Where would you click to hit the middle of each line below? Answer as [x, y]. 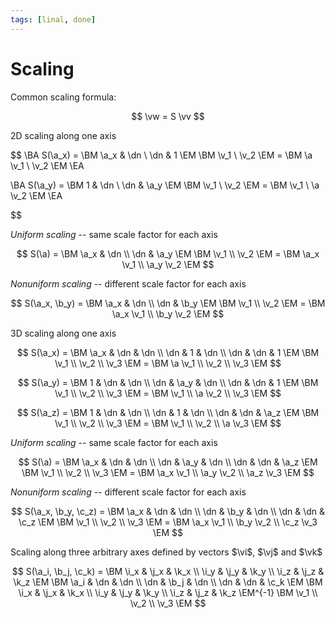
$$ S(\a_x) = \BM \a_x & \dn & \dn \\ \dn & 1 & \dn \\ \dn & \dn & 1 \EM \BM [168, 352]
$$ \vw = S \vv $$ [168, 116]
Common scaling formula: [63, 97]
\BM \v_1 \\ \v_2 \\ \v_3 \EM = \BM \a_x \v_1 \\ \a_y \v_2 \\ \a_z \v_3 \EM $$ [168, 472]
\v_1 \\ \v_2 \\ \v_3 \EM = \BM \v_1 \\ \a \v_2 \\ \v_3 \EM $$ [168, 393]
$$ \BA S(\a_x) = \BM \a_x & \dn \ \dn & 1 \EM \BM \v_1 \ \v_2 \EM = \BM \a [161, 155]
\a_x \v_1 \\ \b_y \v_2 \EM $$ [168, 313]
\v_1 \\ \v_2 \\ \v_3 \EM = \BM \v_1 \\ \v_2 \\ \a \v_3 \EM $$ [168, 423]
